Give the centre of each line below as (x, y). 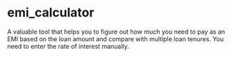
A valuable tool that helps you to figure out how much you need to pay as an (116, 32)
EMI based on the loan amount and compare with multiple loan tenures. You (116, 38)
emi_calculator (51, 13)
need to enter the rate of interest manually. (68, 46)
